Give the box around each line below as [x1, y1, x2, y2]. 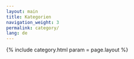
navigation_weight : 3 [6, 19, 60, 25]
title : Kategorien [6, 14, 51, 20]
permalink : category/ [6, 25, 60, 31]
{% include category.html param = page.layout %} [6, 46, 129, 53]
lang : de [6, 30, 28, 36]
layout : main [6, 8, 38, 15]
